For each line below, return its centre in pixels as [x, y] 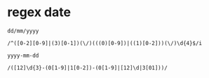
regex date [39, 12]
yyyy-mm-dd [23, 56]
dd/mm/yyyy [23, 31]
